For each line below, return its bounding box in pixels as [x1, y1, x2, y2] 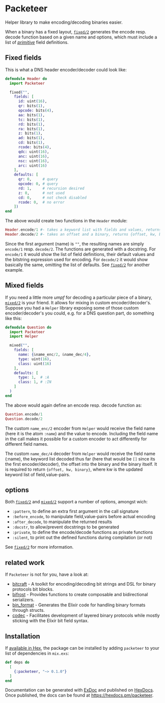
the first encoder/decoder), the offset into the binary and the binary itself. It [5, 461, 157, 467]
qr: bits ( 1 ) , [18, 104, 45, 108]
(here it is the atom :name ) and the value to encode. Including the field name [5, 430, 158, 436]
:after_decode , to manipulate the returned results [12, 519, 112, 525]
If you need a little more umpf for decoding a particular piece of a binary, [5, 294, 152, 300]
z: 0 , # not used [18, 190, 65, 195]
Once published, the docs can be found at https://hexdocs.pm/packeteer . [5, 692, 154, 698]
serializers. [12, 597, 35, 603]
